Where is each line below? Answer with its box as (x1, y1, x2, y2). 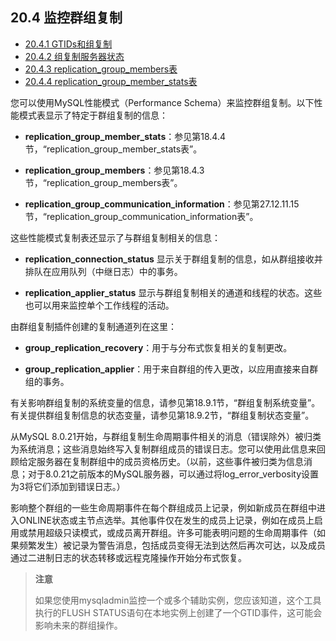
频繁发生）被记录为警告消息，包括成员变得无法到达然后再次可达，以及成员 (18, 539, 326, 551)
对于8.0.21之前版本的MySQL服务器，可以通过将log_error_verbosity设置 (27, 468, 320, 480)
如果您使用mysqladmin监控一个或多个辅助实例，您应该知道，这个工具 (34, 594, 322, 606)
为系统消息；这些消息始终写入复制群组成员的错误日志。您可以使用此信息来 (10, 443, 317, 455)
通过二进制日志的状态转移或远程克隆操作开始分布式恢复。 (10, 551, 247, 563)
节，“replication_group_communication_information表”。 (24, 210, 259, 222)
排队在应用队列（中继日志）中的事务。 (24, 265, 183, 277)
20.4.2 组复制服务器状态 (24, 50, 125, 62)
